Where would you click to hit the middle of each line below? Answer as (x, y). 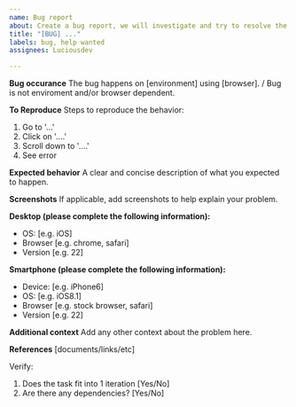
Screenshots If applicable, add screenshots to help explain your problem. (144, 200)
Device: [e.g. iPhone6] (63, 287)
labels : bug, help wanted (57, 42)
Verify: (21, 367)
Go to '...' (38, 127)
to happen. (29, 182)
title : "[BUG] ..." (45, 34)
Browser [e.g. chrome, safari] (76, 243)
